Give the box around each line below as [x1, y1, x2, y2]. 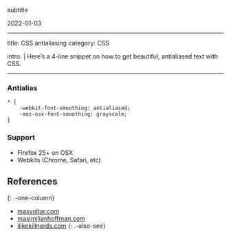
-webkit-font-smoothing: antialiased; [19, 105, 131, 112]
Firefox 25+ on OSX [16, 148, 74, 157]
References [7, 175, 58, 187]
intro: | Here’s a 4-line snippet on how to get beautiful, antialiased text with [7, 52, 219, 61]
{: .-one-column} [7, 194, 55, 202]
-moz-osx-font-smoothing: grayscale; [19, 111, 128, 118]
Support [7, 133, 36, 142]
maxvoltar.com [16, 207, 60, 215]
